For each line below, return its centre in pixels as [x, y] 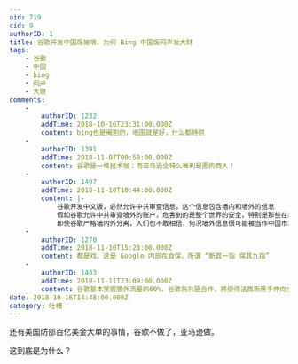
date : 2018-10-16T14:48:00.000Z [69, 298]
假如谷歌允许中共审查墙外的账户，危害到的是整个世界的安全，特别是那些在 [172, 215]
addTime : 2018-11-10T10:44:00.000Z [107, 190]
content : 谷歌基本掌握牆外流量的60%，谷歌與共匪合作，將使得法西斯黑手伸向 [164, 289]
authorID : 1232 [69, 116]
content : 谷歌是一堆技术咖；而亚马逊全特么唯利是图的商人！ [138, 166]
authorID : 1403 [69, 273]
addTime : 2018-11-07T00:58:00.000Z [107, 157]
